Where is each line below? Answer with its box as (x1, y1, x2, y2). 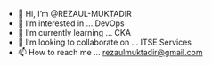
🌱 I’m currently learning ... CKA (17, 28, 132, 37)
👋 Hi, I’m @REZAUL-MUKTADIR (17, 9, 132, 19)
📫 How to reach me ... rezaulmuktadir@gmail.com (17, 47, 203, 57)
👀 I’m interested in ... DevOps (17, 18, 125, 29)
